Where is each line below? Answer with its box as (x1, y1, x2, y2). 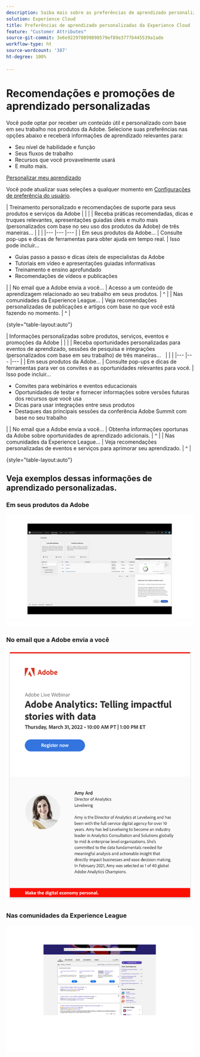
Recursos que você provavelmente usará (14, 156, 115, 163)
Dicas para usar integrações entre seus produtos (14, 401, 135, 408)
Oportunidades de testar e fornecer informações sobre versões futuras (14, 389, 189, 396)
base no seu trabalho (14, 414, 67, 421)
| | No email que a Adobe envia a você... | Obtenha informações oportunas (6, 425, 189, 433)
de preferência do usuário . (6, 192, 71, 199)
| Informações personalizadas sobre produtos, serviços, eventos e (6, 332, 169, 340)
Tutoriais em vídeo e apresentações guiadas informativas (14, 259, 156, 267)
